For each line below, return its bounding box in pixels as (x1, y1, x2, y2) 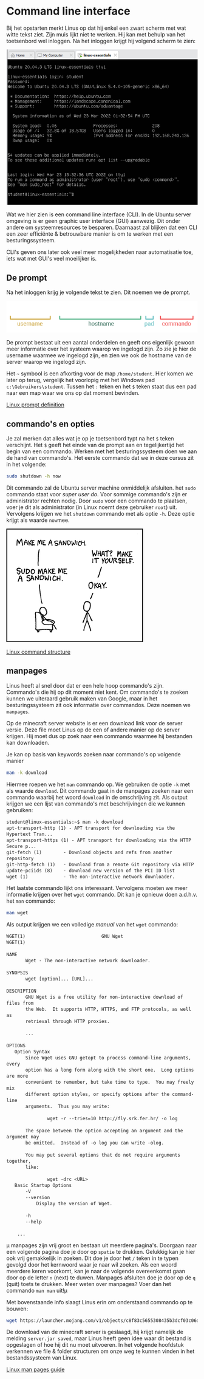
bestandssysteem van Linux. (6, 1354, 78, 1361)
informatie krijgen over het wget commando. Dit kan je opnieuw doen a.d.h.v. (6, 891, 198, 898)
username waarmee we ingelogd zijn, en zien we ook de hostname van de (6, 352, 192, 359)
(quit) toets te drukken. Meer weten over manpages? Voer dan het (6, 1280, 171, 1287)
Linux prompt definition (6, 401, 65, 408)
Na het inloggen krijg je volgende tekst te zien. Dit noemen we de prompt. (6, 289, 191, 296)
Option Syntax (14, 1049, 50, 1055)
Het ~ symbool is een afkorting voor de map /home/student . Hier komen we (6, 370, 193, 377)
